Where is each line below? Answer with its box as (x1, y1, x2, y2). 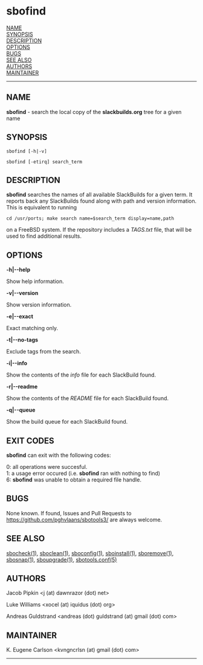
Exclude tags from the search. (6, 348, 82, 355)
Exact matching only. (6, 325, 59, 332)
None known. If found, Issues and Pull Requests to (6, 509, 132, 517)
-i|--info (6, 360, 28, 367)
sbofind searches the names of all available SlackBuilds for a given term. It (6, 191, 193, 199)
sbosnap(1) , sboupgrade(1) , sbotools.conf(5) (6, 556, 117, 563)
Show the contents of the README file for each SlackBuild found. (6, 395, 169, 402)
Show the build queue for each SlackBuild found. (6, 418, 128, 425)
